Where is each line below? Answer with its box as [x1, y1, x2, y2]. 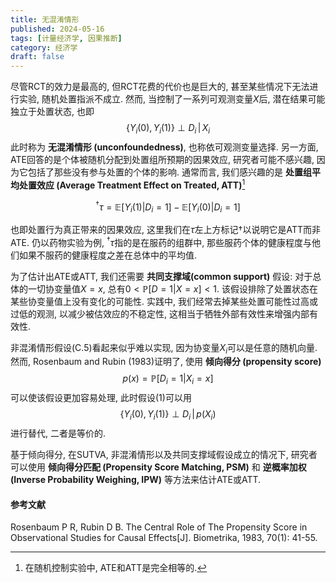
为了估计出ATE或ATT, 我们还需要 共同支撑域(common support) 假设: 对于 [10, 270, 313, 282]
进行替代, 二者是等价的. [10, 427, 107, 440]
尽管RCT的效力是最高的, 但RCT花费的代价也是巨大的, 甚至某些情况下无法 [10, 81, 310, 93]
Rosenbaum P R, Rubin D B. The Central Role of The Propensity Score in [10, 521, 308, 533]
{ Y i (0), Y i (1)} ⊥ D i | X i [125, 122, 211, 136]
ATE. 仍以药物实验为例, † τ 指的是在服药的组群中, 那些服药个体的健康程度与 [10, 235, 313, 248]
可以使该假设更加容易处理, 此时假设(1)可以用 [10, 392, 192, 404]
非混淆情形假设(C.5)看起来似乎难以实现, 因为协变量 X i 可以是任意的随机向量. [10, 341, 318, 356]
